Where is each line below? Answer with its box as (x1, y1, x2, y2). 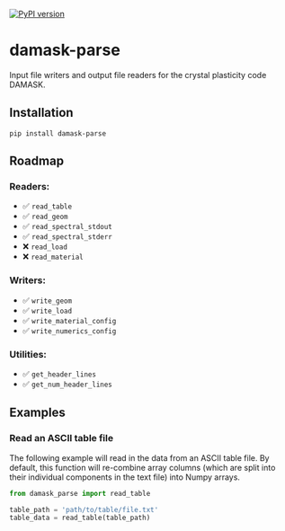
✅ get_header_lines (22, 368, 97, 379)
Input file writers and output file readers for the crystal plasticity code (9, 69, 267, 80)
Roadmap (9, 154, 65, 169)
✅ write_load (22, 305, 73, 315)
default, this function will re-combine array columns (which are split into (9, 462, 276, 473)
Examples (9, 405, 66, 420)
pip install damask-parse (9, 128, 106, 138)
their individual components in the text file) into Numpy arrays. (9, 472, 241, 482)
